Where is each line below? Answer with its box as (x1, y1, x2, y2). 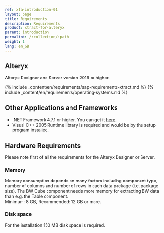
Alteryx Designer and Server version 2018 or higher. (5, 75, 110, 81)
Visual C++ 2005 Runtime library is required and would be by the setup (12, 122, 156, 128)
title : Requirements (5, 16, 47, 21)
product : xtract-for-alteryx (5, 26, 65, 30)
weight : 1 (5, 39, 25, 44)
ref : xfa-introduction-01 (5, 7, 58, 12)
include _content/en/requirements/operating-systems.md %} (5, 89, 128, 96)
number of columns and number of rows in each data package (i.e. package (5, 183, 159, 189)
